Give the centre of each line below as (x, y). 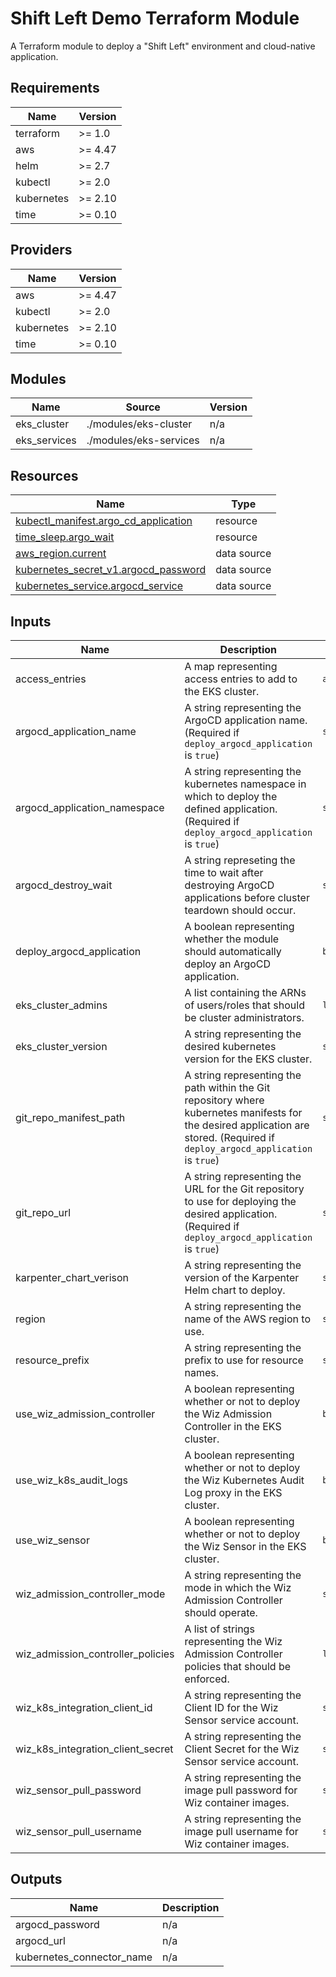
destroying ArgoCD (229, 885)
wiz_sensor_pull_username (78, 1831)
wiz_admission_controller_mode (90, 1594)
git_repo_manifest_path (70, 1117)
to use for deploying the (240, 1201)
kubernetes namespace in (245, 784)
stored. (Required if (229, 1137)
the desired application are (247, 1125)
